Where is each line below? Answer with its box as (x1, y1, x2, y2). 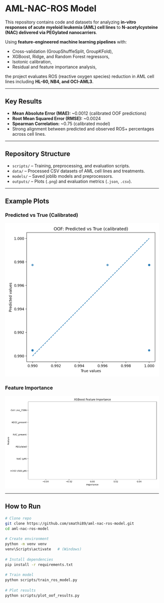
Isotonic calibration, (12, 59, 52, 64)
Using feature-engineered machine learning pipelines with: (5, 39, 127, 44)
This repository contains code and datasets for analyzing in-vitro (5, 19, 137, 25)
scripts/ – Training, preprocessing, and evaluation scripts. (12, 163, 130, 168)
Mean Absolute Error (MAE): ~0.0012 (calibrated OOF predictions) (12, 110, 147, 116)
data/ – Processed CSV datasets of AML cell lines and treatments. (12, 168, 145, 174)
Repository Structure (5, 150, 71, 158)
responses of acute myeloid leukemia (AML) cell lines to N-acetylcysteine (5, 24, 158, 30)
